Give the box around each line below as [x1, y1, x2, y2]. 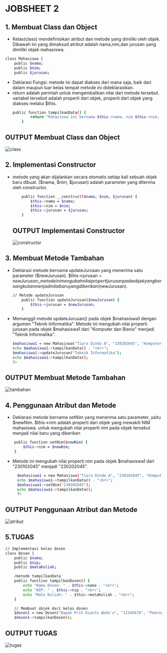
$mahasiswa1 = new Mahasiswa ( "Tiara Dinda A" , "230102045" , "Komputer [12, 341, 162, 346]
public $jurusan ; [14, 70, 50, 75]
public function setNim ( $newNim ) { [14, 440, 88, 445]
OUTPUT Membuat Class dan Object [5, 133, 120, 141]
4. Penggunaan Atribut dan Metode [5, 401, 116, 409]
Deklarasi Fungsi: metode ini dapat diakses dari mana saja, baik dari [12, 79, 152, 85]
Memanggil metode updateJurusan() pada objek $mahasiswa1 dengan [12, 316, 157, 322]
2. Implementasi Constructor [5, 160, 96, 169]
